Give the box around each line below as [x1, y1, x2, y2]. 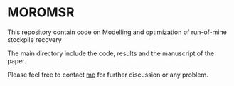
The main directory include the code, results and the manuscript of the [7, 49, 215, 58]
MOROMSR [7, 4, 75, 21]
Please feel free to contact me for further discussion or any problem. [7, 70, 208, 79]
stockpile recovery [7, 35, 62, 43]
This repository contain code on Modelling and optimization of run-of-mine [7, 28, 228, 36]
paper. [7, 56, 26, 65]
